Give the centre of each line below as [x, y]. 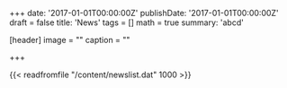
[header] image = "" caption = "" [70, 40]
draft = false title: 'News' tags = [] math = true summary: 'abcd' [127, 22]
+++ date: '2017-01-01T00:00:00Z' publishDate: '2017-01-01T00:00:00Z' [144, 13]
